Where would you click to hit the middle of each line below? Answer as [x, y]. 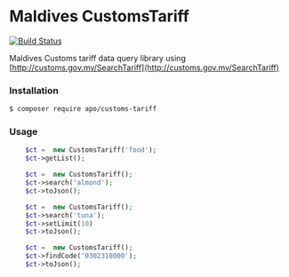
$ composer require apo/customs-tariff [83, 109]
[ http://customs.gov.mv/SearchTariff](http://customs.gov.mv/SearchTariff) [144, 67]
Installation [34, 91]
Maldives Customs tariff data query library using [98, 58]
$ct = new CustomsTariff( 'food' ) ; [91, 150]
